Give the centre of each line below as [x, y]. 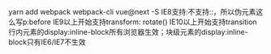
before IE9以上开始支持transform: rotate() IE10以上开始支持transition [143, 22]
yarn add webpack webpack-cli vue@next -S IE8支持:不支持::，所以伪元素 [132, 12]
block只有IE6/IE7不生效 [47, 42]
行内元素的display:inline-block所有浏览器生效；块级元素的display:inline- [129, 32]
